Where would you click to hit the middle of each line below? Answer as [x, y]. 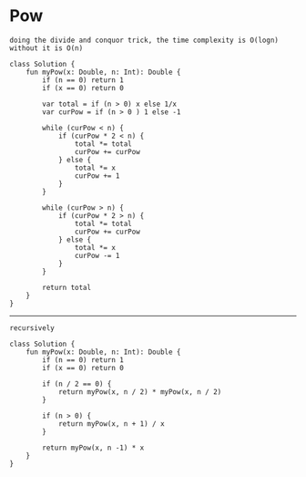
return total [67, 287]
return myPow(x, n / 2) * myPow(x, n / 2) [140, 392]
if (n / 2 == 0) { [77, 384]
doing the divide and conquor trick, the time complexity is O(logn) [144, 40]
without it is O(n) [46, 48]
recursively [32, 328]
